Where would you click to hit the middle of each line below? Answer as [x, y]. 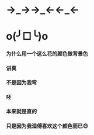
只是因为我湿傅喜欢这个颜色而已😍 [47, 126]
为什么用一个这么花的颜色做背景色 [47, 53]
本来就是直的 [21, 112]
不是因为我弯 [21, 82]
